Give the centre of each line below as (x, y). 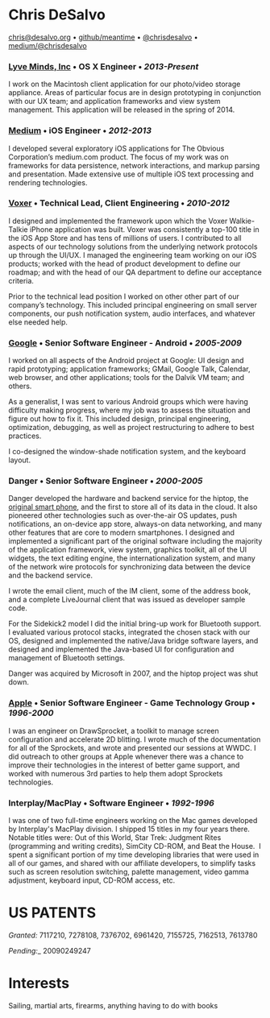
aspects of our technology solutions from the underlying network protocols (133, 246)
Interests (39, 983)
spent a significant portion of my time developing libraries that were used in (134, 855)
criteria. (21, 280)
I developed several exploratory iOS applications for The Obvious (116, 148)
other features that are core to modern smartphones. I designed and (122, 532)
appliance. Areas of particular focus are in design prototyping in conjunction (135, 93)
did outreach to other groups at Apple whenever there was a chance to (126, 756)
